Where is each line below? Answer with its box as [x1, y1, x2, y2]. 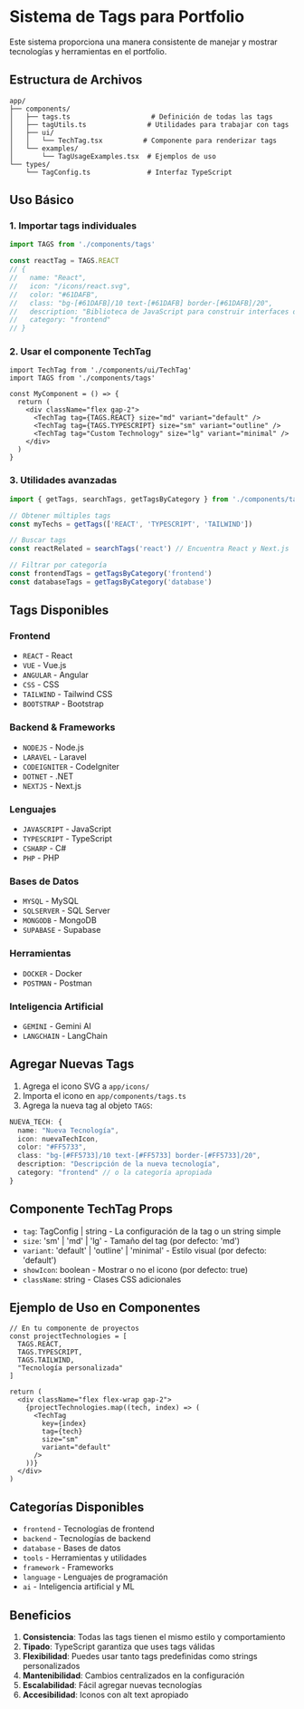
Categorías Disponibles [9, 1499, 145, 1515]
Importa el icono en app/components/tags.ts [22, 1090, 187, 1101]
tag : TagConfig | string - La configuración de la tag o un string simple [22, 1226, 281, 1237]
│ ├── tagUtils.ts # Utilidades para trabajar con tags [9, 120, 290, 129]
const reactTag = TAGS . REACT [9, 257, 119, 266]
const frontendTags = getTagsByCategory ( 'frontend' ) [9, 569, 213, 578]
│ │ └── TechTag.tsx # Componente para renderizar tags [9, 136, 278, 145]
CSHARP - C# [22, 843, 67, 854]
